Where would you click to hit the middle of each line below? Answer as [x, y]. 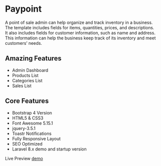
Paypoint [24, 9]
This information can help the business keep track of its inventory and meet [80, 38]
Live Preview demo [24, 158]
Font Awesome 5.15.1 [32, 123]
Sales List [22, 86]
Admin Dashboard [30, 70]
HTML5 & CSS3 [28, 118]
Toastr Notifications [32, 133]
